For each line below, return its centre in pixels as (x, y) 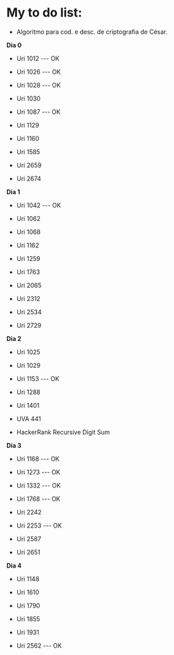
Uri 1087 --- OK (39, 112)
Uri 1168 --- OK (38, 459)
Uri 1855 (28, 618)
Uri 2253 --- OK (39, 526)
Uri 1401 (28, 405)
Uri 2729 (29, 325)
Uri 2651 (28, 552)
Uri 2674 (29, 178)
